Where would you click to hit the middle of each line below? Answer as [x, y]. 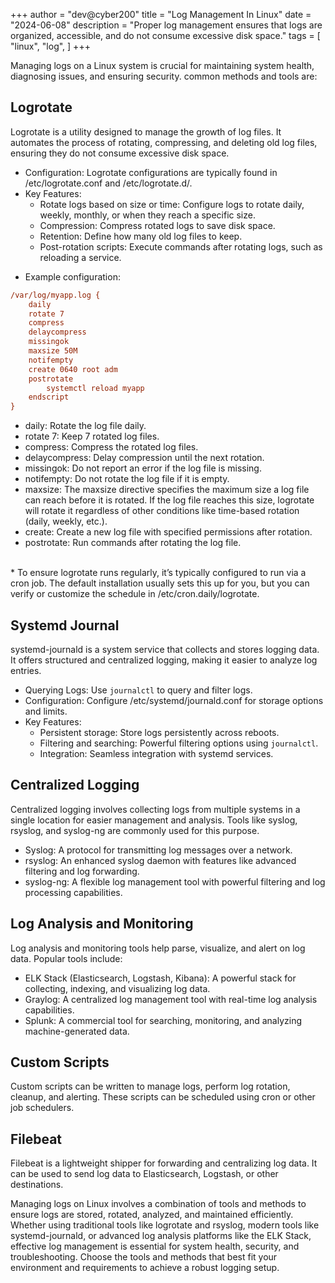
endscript [49, 397]
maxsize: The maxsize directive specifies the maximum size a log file [167, 490]
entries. [26, 670]
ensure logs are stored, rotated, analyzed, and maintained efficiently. [152, 1215]
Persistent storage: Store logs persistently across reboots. [159, 732]
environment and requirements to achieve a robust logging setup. [145, 1268]
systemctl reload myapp [95, 388]
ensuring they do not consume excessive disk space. [120, 153]
